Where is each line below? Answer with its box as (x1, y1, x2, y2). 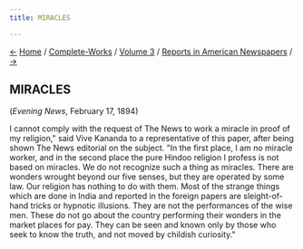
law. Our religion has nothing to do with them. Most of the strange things (9, 181, 280, 192)
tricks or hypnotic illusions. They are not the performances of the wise (30, 200, 293, 211)
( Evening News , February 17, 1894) (9, 106, 139, 117)
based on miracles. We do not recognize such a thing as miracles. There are (9, 162, 294, 173)
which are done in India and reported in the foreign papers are (9, 191, 242, 202)
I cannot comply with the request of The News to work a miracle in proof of (9, 123, 290, 134)
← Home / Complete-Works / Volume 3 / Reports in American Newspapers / (9, 46, 293, 57)
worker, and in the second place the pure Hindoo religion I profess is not (9, 152, 279, 163)
